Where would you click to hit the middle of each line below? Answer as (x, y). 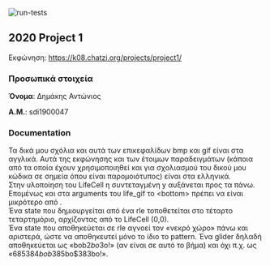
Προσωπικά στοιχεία (51, 79)
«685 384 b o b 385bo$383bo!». (58, 254)
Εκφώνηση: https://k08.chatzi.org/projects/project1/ (95, 58)
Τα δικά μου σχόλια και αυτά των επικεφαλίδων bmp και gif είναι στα (126, 151)
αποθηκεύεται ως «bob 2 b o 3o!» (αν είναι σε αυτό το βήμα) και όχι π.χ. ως (133, 245)
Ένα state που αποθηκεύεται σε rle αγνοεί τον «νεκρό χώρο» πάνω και (129, 228)
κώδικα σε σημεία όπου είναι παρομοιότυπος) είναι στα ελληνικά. (120, 176)
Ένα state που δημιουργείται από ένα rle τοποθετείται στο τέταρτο (121, 211)
